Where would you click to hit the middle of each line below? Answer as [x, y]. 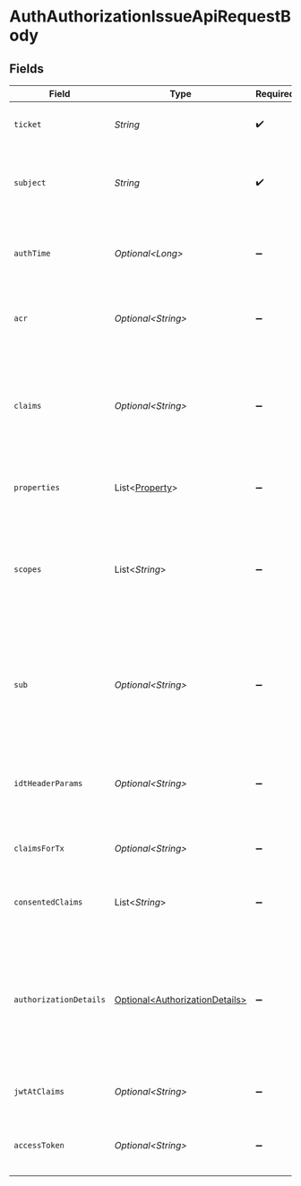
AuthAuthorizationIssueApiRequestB [150, 17]
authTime [32, 253]
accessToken [39, 1145]
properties [37, 487]
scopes [28, 570]
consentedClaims [48, 902]
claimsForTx [39, 848]
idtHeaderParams [48, 783]
